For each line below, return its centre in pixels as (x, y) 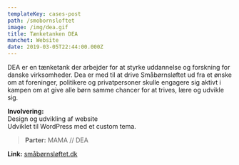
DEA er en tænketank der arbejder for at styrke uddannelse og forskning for (119, 67)
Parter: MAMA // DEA (57, 140)
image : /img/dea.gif (38, 27)
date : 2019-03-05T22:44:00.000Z (55, 47)
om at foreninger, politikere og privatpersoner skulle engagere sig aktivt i (114, 82)
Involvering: (26, 111)
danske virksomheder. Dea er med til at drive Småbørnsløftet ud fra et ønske (119, 75)
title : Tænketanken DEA (43, 34)
